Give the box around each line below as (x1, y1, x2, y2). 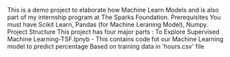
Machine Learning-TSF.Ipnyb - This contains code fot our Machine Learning (7, 35, 224, 43)
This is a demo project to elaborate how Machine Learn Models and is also (7, 6, 219, 14)
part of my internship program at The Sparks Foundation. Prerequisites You (7, 13, 221, 21)
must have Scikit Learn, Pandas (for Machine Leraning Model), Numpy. (7, 21, 209, 28)
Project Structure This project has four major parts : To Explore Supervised (7, 27, 220, 36)
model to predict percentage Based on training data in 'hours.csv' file (7, 43, 205, 50)
